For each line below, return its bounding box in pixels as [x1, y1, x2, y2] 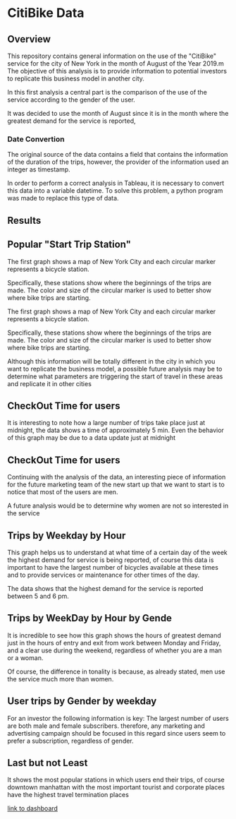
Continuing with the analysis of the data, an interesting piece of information [7, 473, 226, 482]
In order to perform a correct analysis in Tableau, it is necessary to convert [7, 179, 225, 188]
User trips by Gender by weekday [7, 695, 157, 707]
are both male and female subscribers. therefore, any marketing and [7, 722, 206, 730]
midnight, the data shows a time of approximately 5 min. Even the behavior [7, 426, 224, 435]
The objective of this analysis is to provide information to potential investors [7, 67, 228, 75]
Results [7, 214, 42, 227]
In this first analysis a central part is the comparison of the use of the [7, 88, 208, 96]
